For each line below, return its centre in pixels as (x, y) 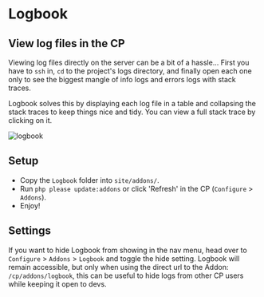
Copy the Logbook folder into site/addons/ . (89, 180)
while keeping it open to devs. (57, 283)
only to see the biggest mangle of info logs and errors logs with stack (122, 79)
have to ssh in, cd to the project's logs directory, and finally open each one (130, 71)
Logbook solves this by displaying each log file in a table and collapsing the (132, 103)
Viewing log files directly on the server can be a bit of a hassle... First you (129, 62)
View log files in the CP (67, 44)
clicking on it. (30, 120)
